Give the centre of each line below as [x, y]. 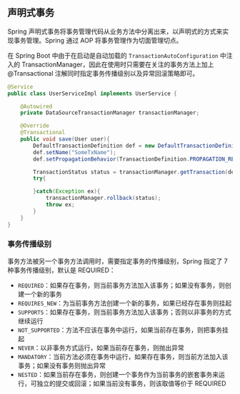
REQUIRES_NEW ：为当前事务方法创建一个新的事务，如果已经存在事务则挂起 [125, 303]
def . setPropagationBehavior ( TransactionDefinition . [112, 159]
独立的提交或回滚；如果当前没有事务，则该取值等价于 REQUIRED [131, 383]
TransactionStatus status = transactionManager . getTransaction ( [131, 172]
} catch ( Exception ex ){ [67, 191]
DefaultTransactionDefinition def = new [94, 146]
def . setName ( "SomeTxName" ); [75, 152]
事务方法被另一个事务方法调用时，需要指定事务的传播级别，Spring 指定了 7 [118, 261]
